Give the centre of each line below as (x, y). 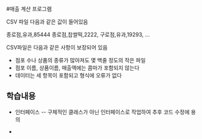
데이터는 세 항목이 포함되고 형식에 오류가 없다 (68, 75)
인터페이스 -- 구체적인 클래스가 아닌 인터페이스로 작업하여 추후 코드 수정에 (102, 112)
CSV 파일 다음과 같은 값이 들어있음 (47, 22)
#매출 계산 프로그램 (29, 9)
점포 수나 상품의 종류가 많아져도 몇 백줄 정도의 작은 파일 (80, 60)
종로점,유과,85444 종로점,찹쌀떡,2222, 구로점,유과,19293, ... (78, 34)
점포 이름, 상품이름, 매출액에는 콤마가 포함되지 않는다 (77, 68)
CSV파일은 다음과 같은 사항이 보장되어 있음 (57, 47)
